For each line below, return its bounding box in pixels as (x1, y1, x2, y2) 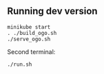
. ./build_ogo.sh (7, 29, 57, 36)
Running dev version (7, 5, 98, 17)
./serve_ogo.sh (7, 36, 51, 42)
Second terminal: (7, 47, 56, 56)
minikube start (7, 23, 51, 30)
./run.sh (7, 61, 32, 68)
